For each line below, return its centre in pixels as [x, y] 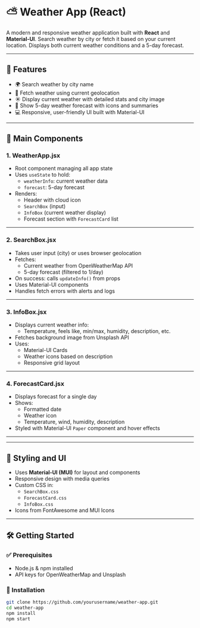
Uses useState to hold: [42, 175]
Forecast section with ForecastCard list [71, 219]
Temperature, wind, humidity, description [74, 422]
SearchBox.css [41, 492]
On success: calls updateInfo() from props [68, 278]
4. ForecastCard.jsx [35, 384]
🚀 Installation [26, 590]
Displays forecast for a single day [56, 397]
